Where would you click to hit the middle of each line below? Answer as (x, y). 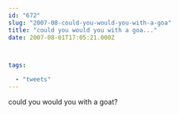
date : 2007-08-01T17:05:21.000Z (61, 37)
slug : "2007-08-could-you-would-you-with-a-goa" (90, 23)
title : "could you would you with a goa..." (83, 30)
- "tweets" (33, 79)
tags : (17, 65)
